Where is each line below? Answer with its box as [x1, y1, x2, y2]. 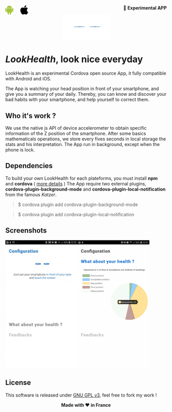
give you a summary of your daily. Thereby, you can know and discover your [5, 91, 167, 97]
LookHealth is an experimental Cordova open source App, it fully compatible [5, 70, 166, 76]
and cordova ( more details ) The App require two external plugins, [5, 180, 146, 187]
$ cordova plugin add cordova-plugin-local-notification [17, 211, 135, 217]
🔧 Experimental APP [123, 5, 167, 11]
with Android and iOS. [5, 76, 52, 82]
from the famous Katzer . [5, 191, 57, 197]
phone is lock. [5, 147, 35, 153]
